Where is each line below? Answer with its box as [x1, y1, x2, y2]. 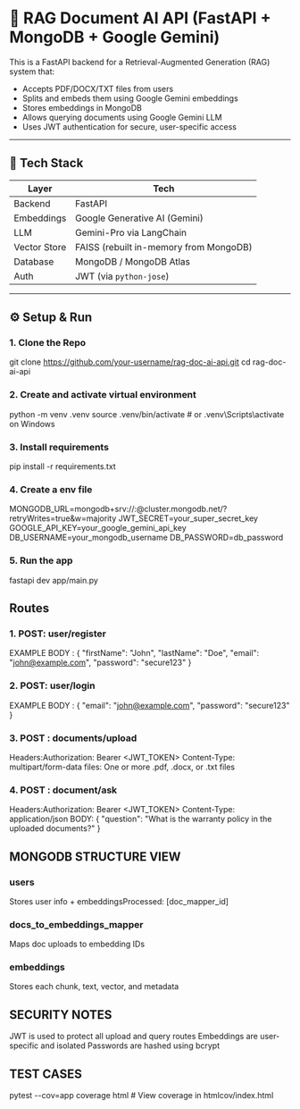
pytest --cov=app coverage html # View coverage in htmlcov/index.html [9, 1090, 274, 1101]
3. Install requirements [9, 441, 110, 453]
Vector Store [13, 240, 67, 253]
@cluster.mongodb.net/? [137, 504, 228, 515]
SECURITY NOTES [9, 1007, 112, 1022]
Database [13, 255, 54, 267]
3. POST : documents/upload [9, 732, 137, 744]
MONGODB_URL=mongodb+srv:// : [9, 504, 137, 515]
